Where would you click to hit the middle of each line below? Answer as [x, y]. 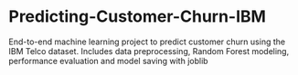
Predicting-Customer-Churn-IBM [138, 17]
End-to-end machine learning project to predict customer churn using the [147, 42]
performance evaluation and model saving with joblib [108, 61]
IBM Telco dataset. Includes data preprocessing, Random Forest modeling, [149, 51]
